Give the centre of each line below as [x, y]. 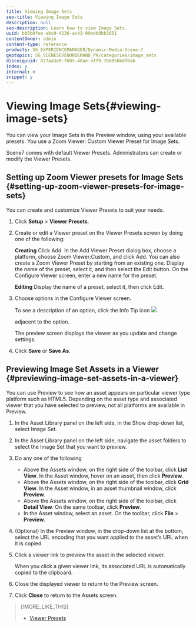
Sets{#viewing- [122, 106]
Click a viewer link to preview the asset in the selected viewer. [90, 555]
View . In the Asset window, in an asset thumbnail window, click [100, 488]
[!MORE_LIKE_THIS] [44, 606]
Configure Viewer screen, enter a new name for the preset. [86, 275]
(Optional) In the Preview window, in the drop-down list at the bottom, [99, 531]
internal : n [21, 72]
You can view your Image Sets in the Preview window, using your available [96, 135]
